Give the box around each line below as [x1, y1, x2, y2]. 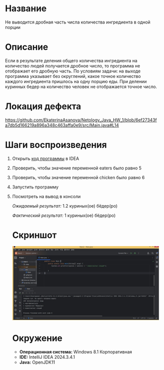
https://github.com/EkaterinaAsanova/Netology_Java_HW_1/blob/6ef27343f [5, 117, 157, 123]
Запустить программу [12, 184, 59, 190]
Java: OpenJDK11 [19, 359, 55, 365]
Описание [5, 42, 48, 53]
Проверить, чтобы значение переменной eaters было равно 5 [12, 165, 142, 171]
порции [5, 24, 21, 30]
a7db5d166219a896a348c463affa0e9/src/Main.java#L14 [5, 122, 119, 128]
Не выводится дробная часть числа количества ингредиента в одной [5, 19, 150, 25]
